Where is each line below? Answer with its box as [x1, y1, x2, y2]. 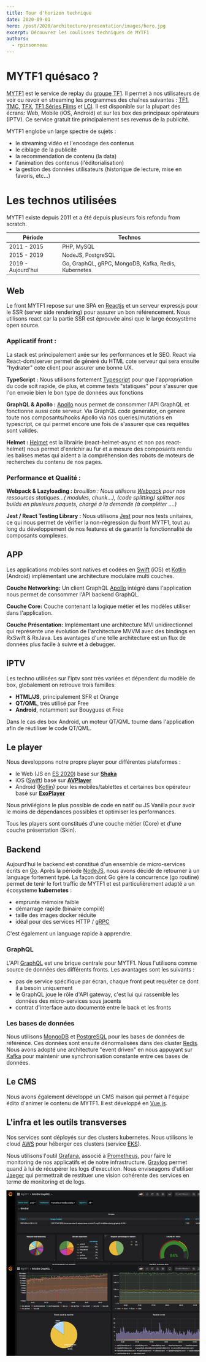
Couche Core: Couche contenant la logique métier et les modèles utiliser [6, 603, 191, 610]
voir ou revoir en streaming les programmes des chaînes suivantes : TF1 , [6, 96, 189, 104]
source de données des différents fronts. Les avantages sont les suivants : [6, 965, 195, 973]
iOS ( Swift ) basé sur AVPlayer [15, 777, 92, 784]
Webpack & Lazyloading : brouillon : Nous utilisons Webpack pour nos [6, 487, 186, 495]
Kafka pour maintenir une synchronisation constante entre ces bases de [6, 1052, 189, 1060]
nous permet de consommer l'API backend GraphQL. [6, 590, 140, 598]
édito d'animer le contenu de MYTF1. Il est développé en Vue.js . [6, 1099, 167, 1106]
